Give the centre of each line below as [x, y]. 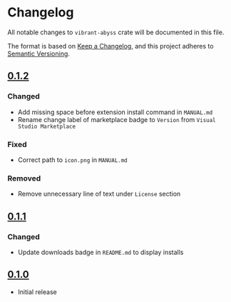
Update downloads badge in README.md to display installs [101, 252]
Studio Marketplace [47, 126]
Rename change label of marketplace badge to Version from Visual [117, 119]
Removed [24, 178]
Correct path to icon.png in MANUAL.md [73, 160]
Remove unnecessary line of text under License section [99, 194]
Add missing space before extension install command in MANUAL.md [115, 112]
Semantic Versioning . [38, 54]
